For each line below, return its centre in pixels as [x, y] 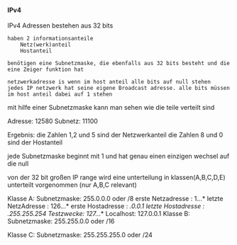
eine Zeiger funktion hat [45, 70]
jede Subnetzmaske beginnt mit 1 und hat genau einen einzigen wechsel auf [118, 156]
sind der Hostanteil [35, 142]
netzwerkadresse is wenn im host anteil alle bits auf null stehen [109, 82]
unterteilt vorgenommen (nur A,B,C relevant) [72, 185]
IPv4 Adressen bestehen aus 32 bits [60, 25]
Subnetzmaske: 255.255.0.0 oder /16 [61, 221]
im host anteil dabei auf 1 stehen [60, 95]
